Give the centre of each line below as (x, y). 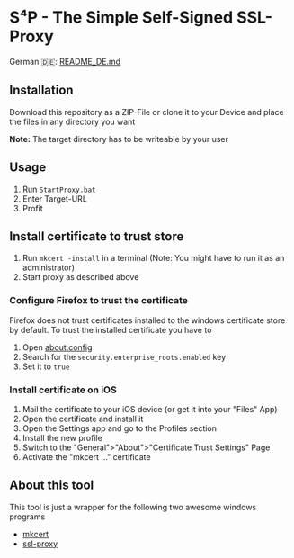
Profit (32, 208)
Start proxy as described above (80, 277)
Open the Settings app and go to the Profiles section (120, 428)
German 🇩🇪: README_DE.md (65, 61)
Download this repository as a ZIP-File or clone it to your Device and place (147, 112)
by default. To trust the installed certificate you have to (111, 329)
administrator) (48, 267)
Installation (41, 90)
